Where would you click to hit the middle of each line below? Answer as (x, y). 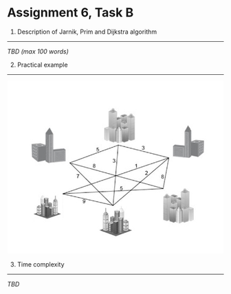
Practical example (42, 65)
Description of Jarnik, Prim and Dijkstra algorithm (87, 32)
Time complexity (41, 264)
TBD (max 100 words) (38, 51)
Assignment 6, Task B (70, 13)
